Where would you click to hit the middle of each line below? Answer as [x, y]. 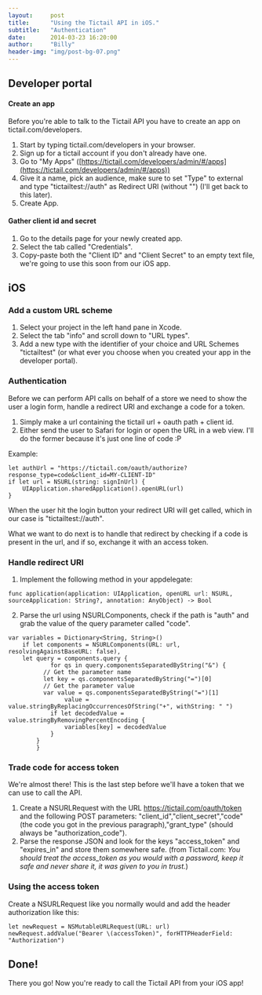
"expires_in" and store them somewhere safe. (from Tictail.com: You [130, 850]
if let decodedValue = [87, 714]
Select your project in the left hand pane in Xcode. [100, 327]
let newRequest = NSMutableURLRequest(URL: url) [89, 927]
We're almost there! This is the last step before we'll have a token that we [126, 785]
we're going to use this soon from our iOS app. [95, 263]
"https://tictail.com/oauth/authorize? [123, 468]
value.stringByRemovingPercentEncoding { [77, 720]
